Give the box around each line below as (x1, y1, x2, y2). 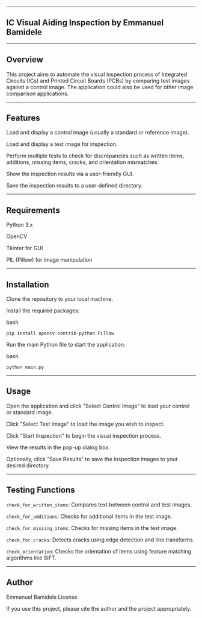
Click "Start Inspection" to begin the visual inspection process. (6, 432, 162, 439)
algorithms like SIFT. (6, 554, 57, 561)
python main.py (6, 364, 44, 371)
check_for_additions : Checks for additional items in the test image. (6, 512, 173, 520)
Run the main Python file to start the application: (6, 341, 126, 348)
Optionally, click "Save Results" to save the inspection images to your (6, 455, 179, 462)
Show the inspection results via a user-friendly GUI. (6, 170, 134, 178)
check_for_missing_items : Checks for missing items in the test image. (6, 524, 179, 531)
